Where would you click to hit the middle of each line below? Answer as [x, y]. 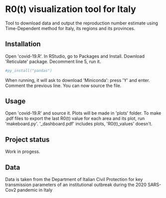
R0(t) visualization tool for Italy [71, 9]
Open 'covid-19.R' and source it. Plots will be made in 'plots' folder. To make [83, 113]
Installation [23, 44]
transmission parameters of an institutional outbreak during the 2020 [76, 185]
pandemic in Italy [35, 190]
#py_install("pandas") [29, 70]
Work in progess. [23, 151]
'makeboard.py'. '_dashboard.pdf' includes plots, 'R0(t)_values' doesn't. [79, 124]
